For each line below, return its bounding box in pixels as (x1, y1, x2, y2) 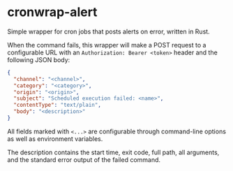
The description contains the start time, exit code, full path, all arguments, (7, 148, 220, 156)
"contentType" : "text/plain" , (13, 102, 101, 109)
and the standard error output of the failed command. (7, 155, 161, 164)
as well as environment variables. (7, 134, 103, 143)
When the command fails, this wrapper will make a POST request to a (7, 40, 206, 49)
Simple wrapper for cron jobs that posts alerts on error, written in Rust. (7, 27, 211, 36)
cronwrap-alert (7, 4, 98, 20)
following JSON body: (7, 55, 70, 64)
